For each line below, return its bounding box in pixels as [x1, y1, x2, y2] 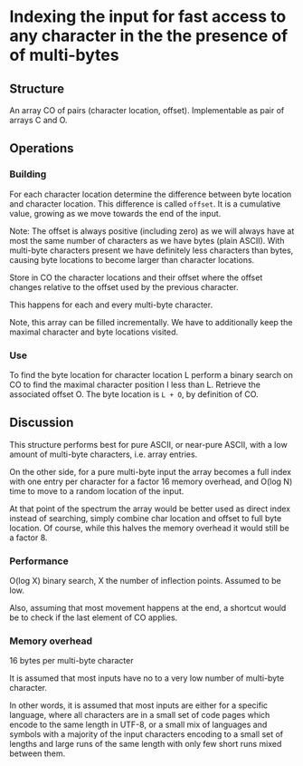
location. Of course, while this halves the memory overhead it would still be [9, 522, 289, 533]
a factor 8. [9, 532, 48, 543]
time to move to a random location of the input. [9, 485, 185, 496]
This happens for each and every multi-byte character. [9, 299, 213, 310]
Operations [9, 141, 74, 156]
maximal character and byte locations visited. [9, 326, 179, 337]
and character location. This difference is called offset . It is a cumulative [9, 198, 281, 209]
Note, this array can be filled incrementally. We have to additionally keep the [9, 316, 293, 327]
